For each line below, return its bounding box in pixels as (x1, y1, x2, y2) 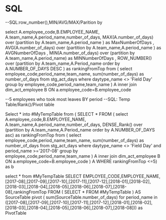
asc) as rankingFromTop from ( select (5, 132, 82, 138)
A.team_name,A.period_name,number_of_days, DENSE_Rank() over (5, 122, 143, 128)
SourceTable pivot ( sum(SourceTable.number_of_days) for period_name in (5, 194, 158, 200)
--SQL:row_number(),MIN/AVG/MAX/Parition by (5, 19, 103, 25)
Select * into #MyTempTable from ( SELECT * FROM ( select (5, 111, 128, 117)
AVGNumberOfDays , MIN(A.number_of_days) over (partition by (5, 50, 135, 56)
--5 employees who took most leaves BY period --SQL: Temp (5, 96, 130, 102)
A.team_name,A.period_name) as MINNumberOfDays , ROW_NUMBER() (5, 55, 152, 61)
